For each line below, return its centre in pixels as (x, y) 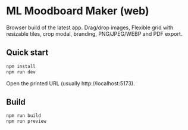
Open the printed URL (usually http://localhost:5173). (70, 83)
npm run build (24, 116)
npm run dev (21, 72)
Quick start (27, 53)
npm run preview (26, 121)
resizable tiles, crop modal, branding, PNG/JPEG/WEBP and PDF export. (94, 33)
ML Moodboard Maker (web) (78, 11)
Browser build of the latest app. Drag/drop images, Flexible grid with (90, 27)
